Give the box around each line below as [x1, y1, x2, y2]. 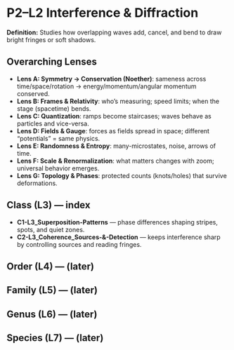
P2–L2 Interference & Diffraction [6, 5, 199, 21]
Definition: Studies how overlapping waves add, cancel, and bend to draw [6, 28, 222, 36]
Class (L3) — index [6, 199, 91, 211]
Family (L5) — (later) [6, 284, 98, 296]
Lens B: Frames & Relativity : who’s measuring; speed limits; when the [16, 97, 219, 105]
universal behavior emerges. [16, 163, 100, 173]
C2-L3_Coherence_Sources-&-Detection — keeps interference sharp [16, 233, 221, 241]
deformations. [16, 179, 58, 187]
